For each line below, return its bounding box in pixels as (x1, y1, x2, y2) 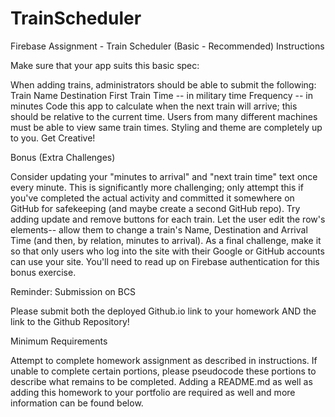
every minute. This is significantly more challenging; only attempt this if (10, 181, 304, 193)
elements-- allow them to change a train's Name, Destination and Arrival (10, 223, 308, 236)
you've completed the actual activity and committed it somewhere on (10, 192, 295, 204)
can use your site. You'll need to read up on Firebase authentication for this (10, 255, 320, 267)
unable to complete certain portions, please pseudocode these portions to (10, 365, 317, 377)
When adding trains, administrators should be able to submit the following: (10, 78, 317, 91)
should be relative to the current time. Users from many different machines (10, 110, 318, 122)
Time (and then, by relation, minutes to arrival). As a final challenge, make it (10, 234, 322, 246)
